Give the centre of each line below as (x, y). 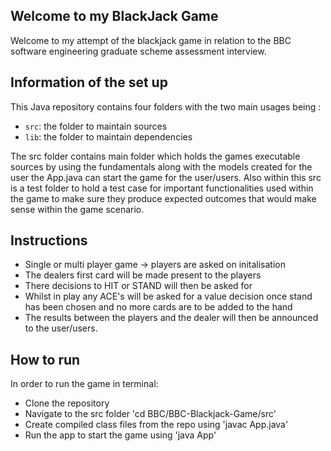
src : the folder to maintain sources (96, 126)
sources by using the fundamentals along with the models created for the (161, 166)
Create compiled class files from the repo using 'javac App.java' (156, 425)
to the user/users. (61, 328)
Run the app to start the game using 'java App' (120, 435)
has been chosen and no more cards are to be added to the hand (158, 307)
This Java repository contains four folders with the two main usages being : (166, 106)
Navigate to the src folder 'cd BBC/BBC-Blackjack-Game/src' (150, 414)
